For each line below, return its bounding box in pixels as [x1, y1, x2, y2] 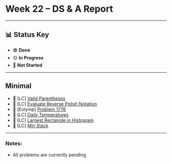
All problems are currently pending [12, 152, 86, 158]
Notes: [5, 140, 23, 147]
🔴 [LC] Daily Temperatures [12, 111, 69, 118]
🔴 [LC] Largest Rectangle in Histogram [12, 117, 94, 123]
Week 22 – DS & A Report [5, 3, 114, 15]
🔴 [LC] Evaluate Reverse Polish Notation [12, 100, 97, 107]
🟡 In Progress [12, 54, 44, 60]
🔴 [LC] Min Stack [12, 123, 49, 129]
